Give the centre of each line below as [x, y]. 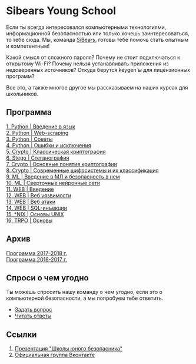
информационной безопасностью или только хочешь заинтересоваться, [98, 33]
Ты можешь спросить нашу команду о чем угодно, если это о [84, 292]
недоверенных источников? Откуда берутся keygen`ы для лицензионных [98, 70]
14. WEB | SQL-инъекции [37, 208]
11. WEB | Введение [30, 189]
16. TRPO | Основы [29, 220]
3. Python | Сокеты [29, 139]
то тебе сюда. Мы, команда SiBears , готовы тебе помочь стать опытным [97, 39]
